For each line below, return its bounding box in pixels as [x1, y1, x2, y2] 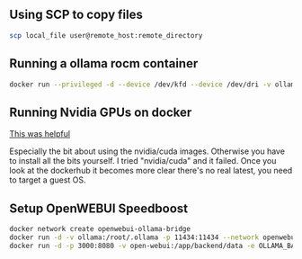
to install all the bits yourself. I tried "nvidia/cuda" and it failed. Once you [9, 156, 277, 166]
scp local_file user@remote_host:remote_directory [9, 31, 203, 40]
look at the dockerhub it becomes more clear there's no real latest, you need [9, 165, 293, 176]
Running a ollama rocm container [9, 56, 199, 71]
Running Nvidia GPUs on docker [9, 104, 192, 120]
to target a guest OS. [9, 174, 87, 185]
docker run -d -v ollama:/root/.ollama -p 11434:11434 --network [9, 233, 259, 242]
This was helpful [9, 129, 70, 139]
